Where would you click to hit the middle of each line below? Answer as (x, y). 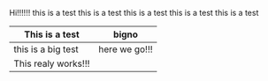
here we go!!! (126, 49)
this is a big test (46, 49)
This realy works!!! (52, 63)
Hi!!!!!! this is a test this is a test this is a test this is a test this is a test (134, 13)
